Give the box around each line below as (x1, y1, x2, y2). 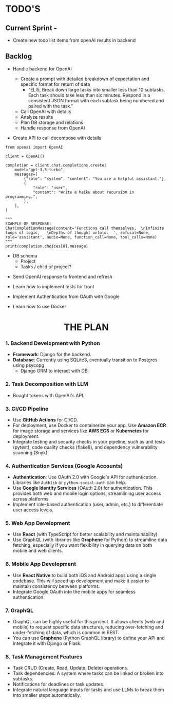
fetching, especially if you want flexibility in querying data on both (12, 542, 152, 548)
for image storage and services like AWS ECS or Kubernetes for (12, 428, 149, 434)
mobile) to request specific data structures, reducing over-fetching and (12, 624, 163, 630)
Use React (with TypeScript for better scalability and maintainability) (12, 531, 158, 538)
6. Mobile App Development (5, 561, 76, 568)
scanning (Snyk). (12, 449, 49, 455)
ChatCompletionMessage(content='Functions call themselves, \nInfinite (5, 226, 164, 231)
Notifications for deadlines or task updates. (12, 681, 104, 688)
